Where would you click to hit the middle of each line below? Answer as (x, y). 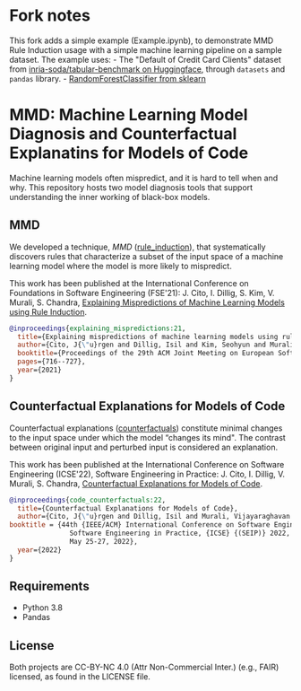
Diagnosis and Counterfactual (123, 134)
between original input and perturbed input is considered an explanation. (144, 447)
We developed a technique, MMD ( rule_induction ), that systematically (138, 247)
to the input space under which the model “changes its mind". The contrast (148, 437)
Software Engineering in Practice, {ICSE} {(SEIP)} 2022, (180, 534)
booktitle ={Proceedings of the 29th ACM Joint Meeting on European (146, 354)
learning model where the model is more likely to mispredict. (121, 266)
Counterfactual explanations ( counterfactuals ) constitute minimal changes (146, 428)
